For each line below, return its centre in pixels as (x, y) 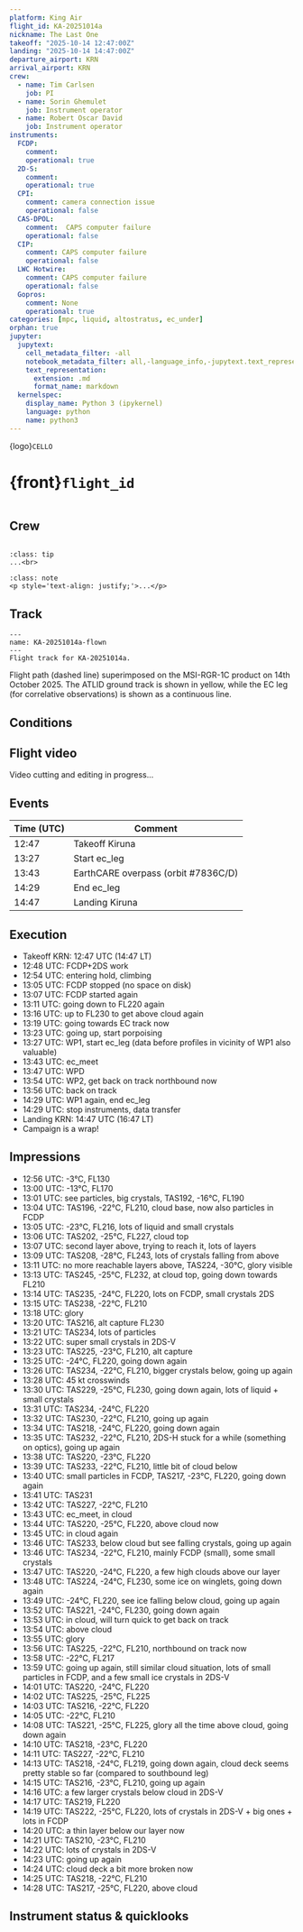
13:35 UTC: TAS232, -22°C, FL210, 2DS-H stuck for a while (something (154, 1437)
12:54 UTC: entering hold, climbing (87, 976)
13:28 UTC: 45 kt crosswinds (76, 1380)
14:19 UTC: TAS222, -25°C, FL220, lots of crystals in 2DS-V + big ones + (157, 1811)
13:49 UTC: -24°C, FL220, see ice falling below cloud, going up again (151, 1600)
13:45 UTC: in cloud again (70, 1533)
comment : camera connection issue (90, 202)
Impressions (45, 1157)
